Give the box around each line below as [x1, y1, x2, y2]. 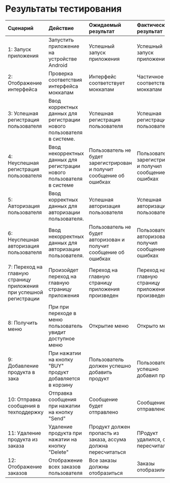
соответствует [89, 79, 125, 86]
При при [48, 303, 69, 310]
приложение [48, 43, 79, 50]
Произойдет [48, 266, 78, 273]
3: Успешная [8, 110, 39, 117]
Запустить [48, 36, 74, 43]
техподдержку [8, 408, 44, 416]
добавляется [48, 375, 80, 382]
